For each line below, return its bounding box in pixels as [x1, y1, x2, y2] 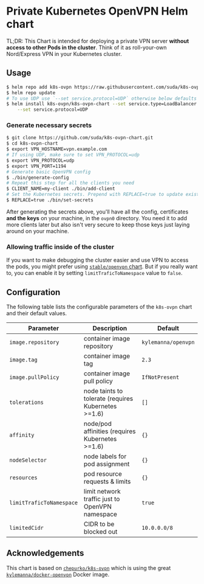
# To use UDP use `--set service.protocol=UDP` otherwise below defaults [6, 96, 197, 102]
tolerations [9, 399, 44, 406]
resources [9, 474, 38, 481]
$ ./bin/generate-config [6, 175, 69, 181]
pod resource [84, 470, 123, 478]
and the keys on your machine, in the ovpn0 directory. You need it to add [6, 214, 187, 221]
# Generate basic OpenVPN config [6, 169, 91, 175]
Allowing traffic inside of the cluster [6, 242, 115, 251]
